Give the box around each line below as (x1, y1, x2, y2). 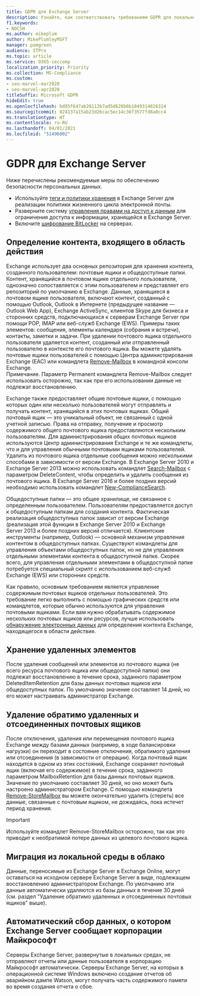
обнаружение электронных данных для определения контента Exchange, (6, 621, 193, 628)
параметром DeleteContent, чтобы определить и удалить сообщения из (6, 470, 189, 478)
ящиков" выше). (6, 899, 47, 906)
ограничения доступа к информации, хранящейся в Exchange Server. (14, 213, 192, 221)
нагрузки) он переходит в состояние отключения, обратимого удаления (6, 748, 190, 755)
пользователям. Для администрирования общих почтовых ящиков (6, 433, 177, 440)
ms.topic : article (6, 53, 52, 59)
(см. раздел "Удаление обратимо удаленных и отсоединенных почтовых (6, 893, 192, 900)
